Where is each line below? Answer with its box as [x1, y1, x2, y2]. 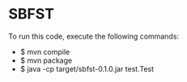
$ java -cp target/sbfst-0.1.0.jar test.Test [19, 64, 155, 73]
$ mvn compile [19, 47, 70, 56]
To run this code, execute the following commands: [8, 31, 180, 41]
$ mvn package [19, 55, 73, 65]
